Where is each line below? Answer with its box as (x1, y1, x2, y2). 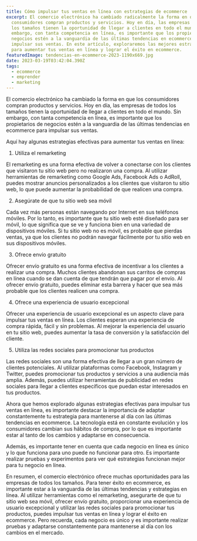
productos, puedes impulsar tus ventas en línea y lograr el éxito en (6, 510, 167, 517)
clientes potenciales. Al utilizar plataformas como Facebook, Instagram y (6, 364, 182, 371)
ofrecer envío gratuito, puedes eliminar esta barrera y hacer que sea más (6, 281, 183, 288)
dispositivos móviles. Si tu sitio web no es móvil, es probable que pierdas (6, 227, 183, 234)
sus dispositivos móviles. (6, 240, 67, 246)
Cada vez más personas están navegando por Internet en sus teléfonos (6, 209, 179, 215)
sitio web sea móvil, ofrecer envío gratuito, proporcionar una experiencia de (6, 498, 189, 505)
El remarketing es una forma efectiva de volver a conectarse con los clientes (6, 161, 191, 168)
